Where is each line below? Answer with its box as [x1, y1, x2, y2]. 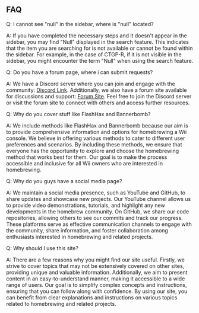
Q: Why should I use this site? [6, 244, 79, 251]
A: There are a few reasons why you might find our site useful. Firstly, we [6, 256, 185, 263]
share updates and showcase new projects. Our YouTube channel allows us [6, 195, 191, 202]
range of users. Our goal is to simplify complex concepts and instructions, [6, 281, 187, 288]
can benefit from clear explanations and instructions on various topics [6, 293, 178, 301]
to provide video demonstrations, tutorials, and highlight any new [6, 202, 165, 209]
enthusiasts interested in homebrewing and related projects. [6, 233, 153, 240]
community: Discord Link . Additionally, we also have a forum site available [6, 86, 187, 94]
